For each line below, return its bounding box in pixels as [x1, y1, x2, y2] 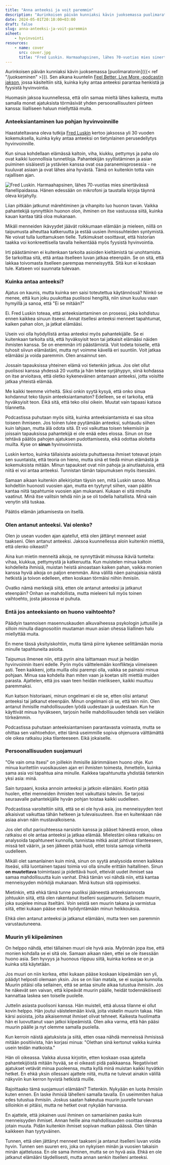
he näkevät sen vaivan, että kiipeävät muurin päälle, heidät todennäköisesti [5, 987, 162, 993]
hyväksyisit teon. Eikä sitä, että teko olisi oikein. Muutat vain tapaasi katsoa [5, 399, 161, 405]
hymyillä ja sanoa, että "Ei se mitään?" [5, 300, 84, 306]
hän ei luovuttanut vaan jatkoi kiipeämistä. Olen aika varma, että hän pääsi [5, 1019, 159, 1025]
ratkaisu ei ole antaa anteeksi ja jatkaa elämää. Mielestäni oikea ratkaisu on [5, 832, 161, 838]
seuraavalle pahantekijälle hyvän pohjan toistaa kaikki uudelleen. [5, 796, 140, 802]
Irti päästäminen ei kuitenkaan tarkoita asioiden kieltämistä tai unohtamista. [5, 249, 162, 255]
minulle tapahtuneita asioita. [5, 646, 64, 652]
